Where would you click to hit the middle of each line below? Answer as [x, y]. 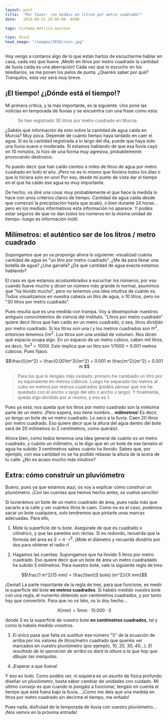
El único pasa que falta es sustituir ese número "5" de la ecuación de [84, 635]
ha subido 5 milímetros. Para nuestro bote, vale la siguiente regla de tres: [88, 565]
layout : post [19, 10]
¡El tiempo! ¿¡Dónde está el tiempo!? [63, 93]
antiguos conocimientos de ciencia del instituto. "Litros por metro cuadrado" [84, 317]
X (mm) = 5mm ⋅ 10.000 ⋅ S [84, 611]
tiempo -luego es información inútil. [42, 219]
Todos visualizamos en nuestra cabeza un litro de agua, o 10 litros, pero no [82, 296]
